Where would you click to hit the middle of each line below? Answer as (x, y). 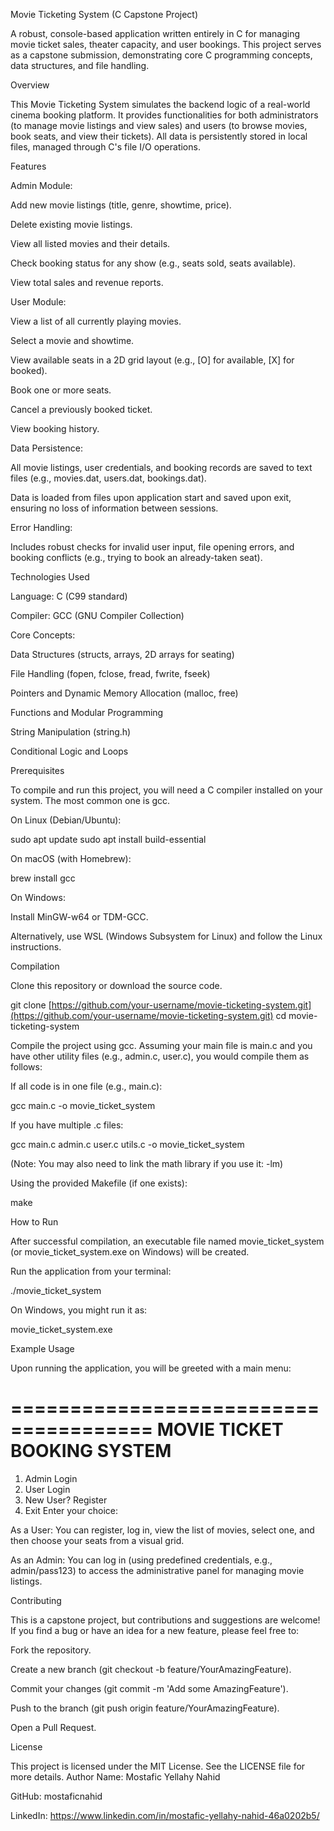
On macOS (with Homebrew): (71, 858)
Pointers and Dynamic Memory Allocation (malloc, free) (124, 693)
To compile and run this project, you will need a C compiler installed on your (166, 790)
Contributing (36, 1600)
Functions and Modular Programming (87, 712)
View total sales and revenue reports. (87, 282)
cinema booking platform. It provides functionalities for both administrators (164, 115)
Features (28, 166)
